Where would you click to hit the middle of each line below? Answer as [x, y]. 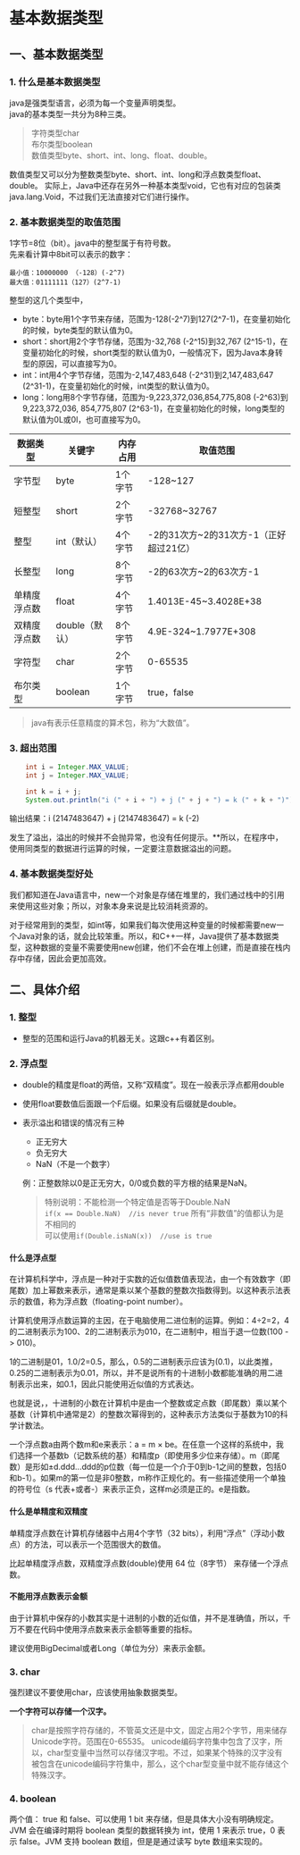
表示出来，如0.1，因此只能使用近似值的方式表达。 [108, 1384]
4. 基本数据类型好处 [51, 874]
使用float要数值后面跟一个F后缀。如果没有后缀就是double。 [131, 1104]
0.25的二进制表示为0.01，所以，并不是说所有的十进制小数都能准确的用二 [142, 1373]
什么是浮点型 [33, 1257]
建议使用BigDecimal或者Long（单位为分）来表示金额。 [110, 1648]
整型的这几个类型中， [48, 300]
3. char [25, 1672]
